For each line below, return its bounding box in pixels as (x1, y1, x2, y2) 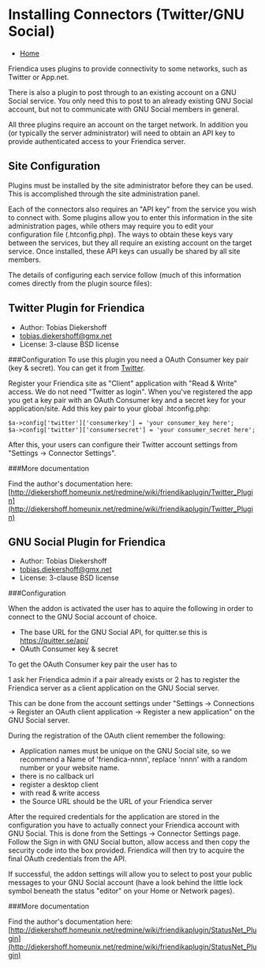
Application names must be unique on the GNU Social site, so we (19, 746, 231, 756)
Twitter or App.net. (8, 72, 69, 82)
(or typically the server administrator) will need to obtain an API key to (8, 128, 235, 138)
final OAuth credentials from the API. (8, 854, 127, 864)
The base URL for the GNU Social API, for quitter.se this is (19, 628, 207, 637)
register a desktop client (19, 780, 99, 789)
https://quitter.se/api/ (19, 636, 89, 646)
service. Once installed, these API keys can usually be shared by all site (8, 246, 241, 256)
